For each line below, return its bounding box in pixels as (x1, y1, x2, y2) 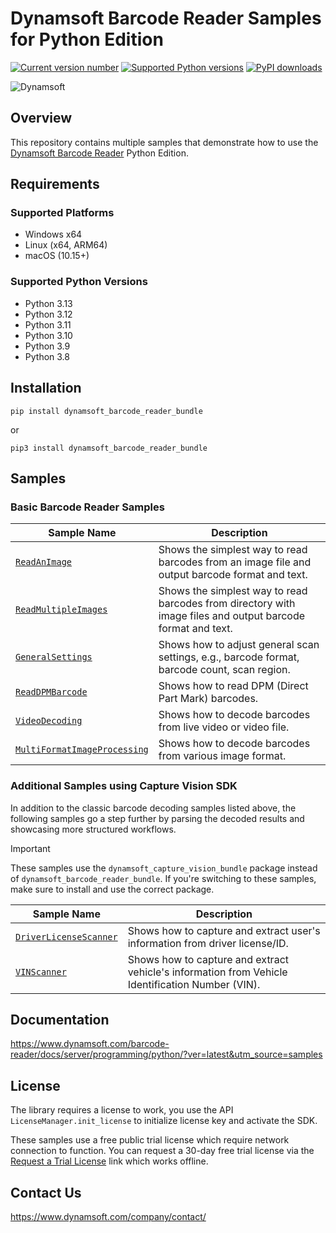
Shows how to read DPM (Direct (158, 679, 309, 693)
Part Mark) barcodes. (158, 692, 259, 706)
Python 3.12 (24, 308, 73, 320)
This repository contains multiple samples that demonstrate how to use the (10, 136, 319, 148)
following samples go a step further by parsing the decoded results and (10, 812, 305, 824)
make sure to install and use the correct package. (10, 883, 215, 895)
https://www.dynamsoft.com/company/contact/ (10, 1210, 207, 1222)
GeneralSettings (15, 652, 93, 663)
